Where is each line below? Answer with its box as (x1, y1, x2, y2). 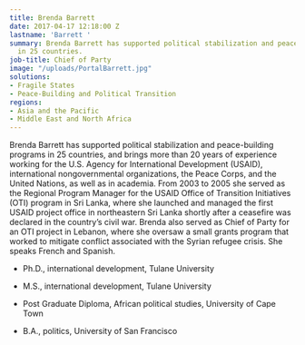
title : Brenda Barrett (9, 13, 95, 23)
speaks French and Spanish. (9, 246, 116, 257)
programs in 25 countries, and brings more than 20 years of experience (9, 149, 278, 160)
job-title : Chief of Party (9, 55, 112, 64)
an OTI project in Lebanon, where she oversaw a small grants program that (9, 226, 289, 237)
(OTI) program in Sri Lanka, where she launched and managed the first (9, 197, 274, 209)
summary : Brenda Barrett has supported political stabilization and (9, 38, 274, 48)
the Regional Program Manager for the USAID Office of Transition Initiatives (9, 188, 291, 199)
